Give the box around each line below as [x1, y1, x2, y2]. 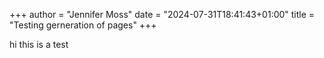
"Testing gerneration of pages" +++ [9, 19, 157, 31]
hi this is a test [9, 39, 69, 50]
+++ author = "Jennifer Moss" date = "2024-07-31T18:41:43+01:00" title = [9, 9, 316, 20]
